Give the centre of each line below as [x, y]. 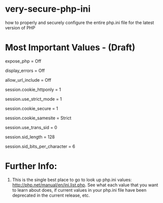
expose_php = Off [23, 61]
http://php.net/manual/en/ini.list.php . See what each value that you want [85, 185]
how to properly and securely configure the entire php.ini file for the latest [80, 23]
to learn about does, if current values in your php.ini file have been [79, 190]
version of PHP [20, 27]
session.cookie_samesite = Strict [38, 118]
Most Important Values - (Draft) [70, 48]
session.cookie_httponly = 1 [33, 90]
